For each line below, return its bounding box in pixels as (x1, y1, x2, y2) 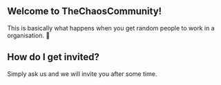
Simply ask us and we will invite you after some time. (7, 69, 157, 78)
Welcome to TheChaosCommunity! (7, 6, 162, 17)
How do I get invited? (7, 51, 100, 63)
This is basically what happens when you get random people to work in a (7, 23, 215, 32)
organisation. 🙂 (7, 31, 50, 39)
